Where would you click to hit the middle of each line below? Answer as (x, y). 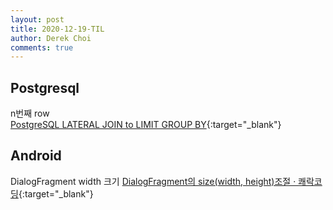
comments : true (42, 47)
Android (36, 156)
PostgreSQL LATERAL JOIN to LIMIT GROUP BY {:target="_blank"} (146, 125)
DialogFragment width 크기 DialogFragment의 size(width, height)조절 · (153, 181)
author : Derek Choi (51, 38)
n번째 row (30, 113)
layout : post (37, 19)
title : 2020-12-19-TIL (57, 29)
